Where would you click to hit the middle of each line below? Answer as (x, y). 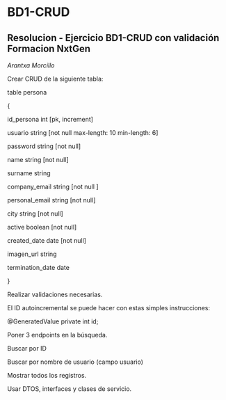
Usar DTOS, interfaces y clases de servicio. (70, 389)
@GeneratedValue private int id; (53, 321)
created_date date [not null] (47, 240)
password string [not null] (44, 146)
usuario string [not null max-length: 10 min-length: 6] (83, 133)
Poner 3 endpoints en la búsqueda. (57, 335)
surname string (29, 173)
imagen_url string (32, 254)
